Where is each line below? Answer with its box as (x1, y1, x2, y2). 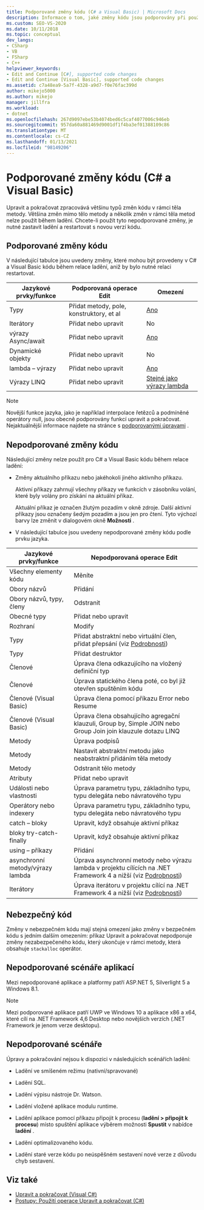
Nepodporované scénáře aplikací (6, 963, 135, 973)
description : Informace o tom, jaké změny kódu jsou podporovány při (6, 15, 186, 21)
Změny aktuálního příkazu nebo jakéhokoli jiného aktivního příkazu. (15, 474, 183, 481)
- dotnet (6, 111, 29, 117)
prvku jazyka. (15, 535, 50, 543)
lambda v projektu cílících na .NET (73, 864, 171, 872)
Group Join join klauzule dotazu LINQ (73, 727, 180, 735)
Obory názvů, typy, (9, 595, 64, 603)
